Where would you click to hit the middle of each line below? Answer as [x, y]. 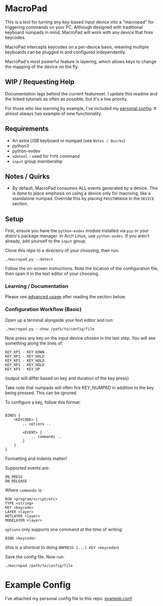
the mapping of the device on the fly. [42, 67]
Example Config [38, 585]
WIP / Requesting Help [40, 82]
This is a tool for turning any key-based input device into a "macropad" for [80, 22]
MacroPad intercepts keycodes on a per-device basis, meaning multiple [77, 47]
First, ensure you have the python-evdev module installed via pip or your [77, 231]
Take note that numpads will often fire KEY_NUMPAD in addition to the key [80, 387]
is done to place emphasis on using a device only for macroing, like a [81, 193]
